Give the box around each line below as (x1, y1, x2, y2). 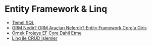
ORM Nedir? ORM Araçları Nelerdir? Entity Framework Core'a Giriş (11, 24, 147, 30)
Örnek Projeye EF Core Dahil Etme (11, 30, 82, 36)
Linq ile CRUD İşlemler (11, 35, 58, 41)
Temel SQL (11, 20, 35, 25)
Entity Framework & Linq (4, 3, 107, 15)
